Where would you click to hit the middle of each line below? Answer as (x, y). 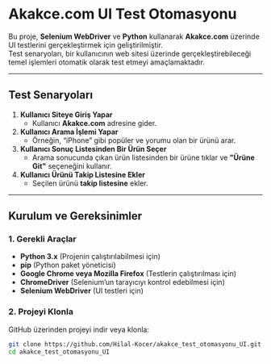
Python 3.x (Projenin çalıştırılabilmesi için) (90, 257)
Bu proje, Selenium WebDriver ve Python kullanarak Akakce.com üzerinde (134, 36)
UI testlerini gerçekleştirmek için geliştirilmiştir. (86, 44)
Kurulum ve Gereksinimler (75, 216)
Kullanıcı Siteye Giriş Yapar (66, 115)
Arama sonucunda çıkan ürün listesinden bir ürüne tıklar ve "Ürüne (144, 157)
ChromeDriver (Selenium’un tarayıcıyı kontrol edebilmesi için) (123, 282)
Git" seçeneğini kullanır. (72, 165)
